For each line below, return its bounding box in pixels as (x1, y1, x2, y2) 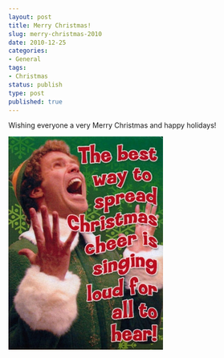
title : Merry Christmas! (8, 21, 92, 30)
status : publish (8, 80, 63, 88)
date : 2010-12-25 (8, 39, 67, 47)
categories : (8, 47, 48, 55)
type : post (8, 89, 45, 97)
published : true (8, 97, 63, 106)
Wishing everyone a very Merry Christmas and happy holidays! (8, 120, 217, 130)
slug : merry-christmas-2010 (8, 30, 103, 38)
